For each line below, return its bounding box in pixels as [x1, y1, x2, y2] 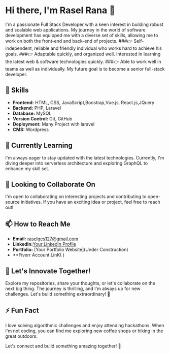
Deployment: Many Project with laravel [12, 121, 95, 127]
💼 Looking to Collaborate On [5, 180, 95, 188]
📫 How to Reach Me [5, 219, 71, 228]
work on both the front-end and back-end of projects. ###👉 [5, 38, 133, 44]
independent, [5, 45, 33, 51]
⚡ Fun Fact [5, 306, 39, 315]
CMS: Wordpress [12, 126, 49, 133]
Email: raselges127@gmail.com [12, 236, 79, 242]
